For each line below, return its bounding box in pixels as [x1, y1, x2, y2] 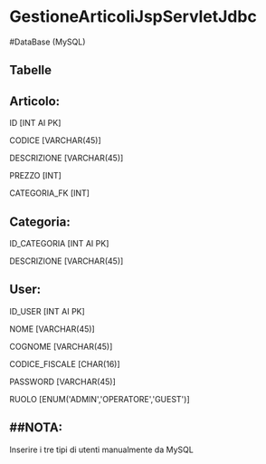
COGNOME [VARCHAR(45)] [9, 341, 113, 352]
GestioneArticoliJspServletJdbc [9, 6, 258, 27]
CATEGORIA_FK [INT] [9, 188, 90, 198]
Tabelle [9, 63, 52, 78]
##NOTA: [9, 420, 63, 436]
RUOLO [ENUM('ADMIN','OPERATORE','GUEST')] [9, 393, 190, 404]
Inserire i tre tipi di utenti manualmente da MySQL [9, 444, 195, 455]
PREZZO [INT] [9, 170, 62, 181]
